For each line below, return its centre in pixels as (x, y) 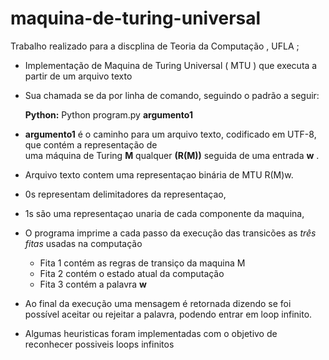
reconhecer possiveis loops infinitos (99, 344)
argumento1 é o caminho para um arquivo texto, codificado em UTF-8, (170, 134)
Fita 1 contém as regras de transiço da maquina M (142, 263)
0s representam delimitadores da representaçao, (125, 194)
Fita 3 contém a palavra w (93, 284)
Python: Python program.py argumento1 (108, 114)
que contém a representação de (91, 144)
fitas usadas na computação (83, 243)
